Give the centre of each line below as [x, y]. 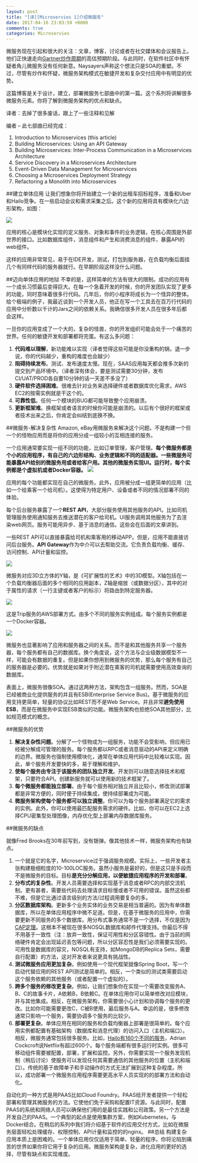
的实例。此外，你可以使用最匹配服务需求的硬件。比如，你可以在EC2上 [100, 808]
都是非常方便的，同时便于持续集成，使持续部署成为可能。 [84, 794]
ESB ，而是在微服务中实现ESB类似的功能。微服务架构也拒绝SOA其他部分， [96, 709]
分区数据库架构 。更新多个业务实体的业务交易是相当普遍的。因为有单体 [100, 905]
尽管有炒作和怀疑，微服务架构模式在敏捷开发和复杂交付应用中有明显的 [101, 73]
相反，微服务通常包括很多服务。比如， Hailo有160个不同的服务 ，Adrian [100, 1038]
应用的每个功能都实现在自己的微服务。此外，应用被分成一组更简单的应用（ [96, 483]
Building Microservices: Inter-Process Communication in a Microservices [103, 150]
